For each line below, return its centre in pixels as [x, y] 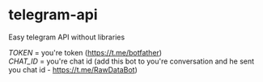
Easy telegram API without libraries [67, 37]
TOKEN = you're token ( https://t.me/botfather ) [85, 52]
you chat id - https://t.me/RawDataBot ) [73, 69]
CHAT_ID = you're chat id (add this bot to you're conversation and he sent [131, 61]
